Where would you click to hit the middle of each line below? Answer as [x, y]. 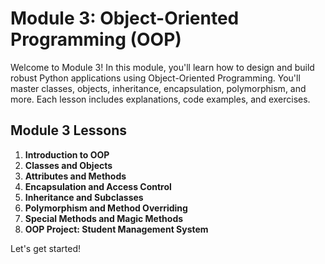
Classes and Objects [68, 165]
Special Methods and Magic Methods [104, 218]
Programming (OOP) [96, 39]
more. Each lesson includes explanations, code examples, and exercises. [160, 99]
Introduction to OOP [67, 154]
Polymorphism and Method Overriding [106, 208]
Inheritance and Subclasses [84, 197]
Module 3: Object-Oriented [125, 18]
